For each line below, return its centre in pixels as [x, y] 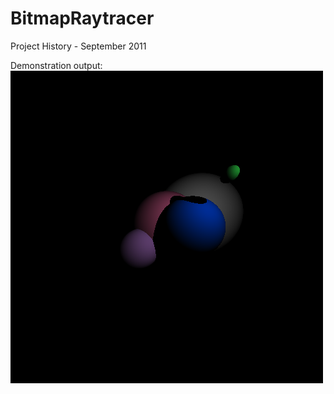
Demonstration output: [56, 65]
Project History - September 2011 [78, 46]
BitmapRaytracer [82, 18]
